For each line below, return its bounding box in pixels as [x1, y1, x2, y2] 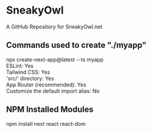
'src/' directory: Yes [6, 74, 54, 82]
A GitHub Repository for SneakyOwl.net [6, 23, 102, 30]
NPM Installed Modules [6, 105, 93, 115]
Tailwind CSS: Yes [6, 69, 50, 76]
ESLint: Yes [6, 62, 34, 69]
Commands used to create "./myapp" [6, 40, 147, 50]
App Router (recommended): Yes [6, 81, 87, 88]
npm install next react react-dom [6, 120, 86, 127]
